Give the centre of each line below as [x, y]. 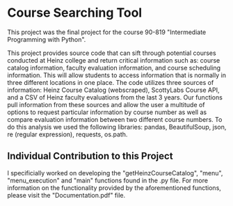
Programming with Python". [47, 39]
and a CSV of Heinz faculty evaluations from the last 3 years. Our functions [115, 97]
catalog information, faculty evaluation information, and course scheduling [114, 68]
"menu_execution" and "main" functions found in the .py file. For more [108, 180]
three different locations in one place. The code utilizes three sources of [111, 82]
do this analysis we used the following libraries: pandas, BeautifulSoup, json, [117, 127]
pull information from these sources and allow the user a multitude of [106, 104]
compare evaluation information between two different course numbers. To [115, 119]
